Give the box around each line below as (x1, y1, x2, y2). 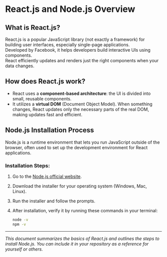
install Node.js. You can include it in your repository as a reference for (5, 241, 149, 247)
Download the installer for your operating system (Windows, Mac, (12, 183, 147, 189)
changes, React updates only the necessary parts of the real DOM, (12, 106, 149, 112)
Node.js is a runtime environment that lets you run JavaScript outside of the (5, 139, 160, 145)
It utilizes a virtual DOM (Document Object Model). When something (12, 101, 153, 107)
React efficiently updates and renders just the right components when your (5, 58, 159, 63)
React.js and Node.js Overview (5, 3, 136, 15)
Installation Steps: (5, 162, 50, 169)
